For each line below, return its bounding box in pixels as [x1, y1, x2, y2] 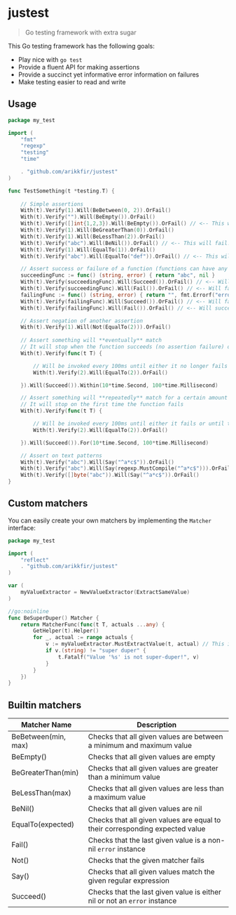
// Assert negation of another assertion [20, 317, 143, 324]
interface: [8, 523, 36, 532]
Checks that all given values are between [88, 732, 223, 742]
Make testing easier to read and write [18, 77, 126, 86]
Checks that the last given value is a [88, 836, 207, 845]
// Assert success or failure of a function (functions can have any [20, 265, 228, 272]
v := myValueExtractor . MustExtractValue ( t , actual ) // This [45, 640, 225, 647]
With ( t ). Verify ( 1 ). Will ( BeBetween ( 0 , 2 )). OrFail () [20, 207, 172, 214]
